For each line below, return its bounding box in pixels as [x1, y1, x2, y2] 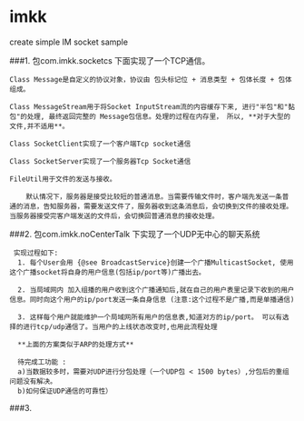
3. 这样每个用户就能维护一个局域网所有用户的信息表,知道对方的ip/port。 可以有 [17, 312, 283, 322]
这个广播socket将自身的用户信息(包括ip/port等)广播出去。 [9, 267, 206, 276]
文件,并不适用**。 [9, 121, 70, 131]
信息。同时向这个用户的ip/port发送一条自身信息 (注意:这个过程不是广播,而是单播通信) [9, 295, 295, 304]
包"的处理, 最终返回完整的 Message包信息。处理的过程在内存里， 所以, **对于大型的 [9, 112, 291, 121]
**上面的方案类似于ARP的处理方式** [17, 339, 134, 349]
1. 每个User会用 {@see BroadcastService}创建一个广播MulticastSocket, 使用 [17, 257, 294, 267]
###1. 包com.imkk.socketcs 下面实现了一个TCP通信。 [9, 55, 211, 65]
